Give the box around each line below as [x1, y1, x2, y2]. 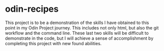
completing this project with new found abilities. [5, 40, 102, 46]
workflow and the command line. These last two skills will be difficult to [5, 30, 149, 36]
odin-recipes [5, 3, 59, 15]
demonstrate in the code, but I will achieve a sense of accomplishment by [5, 35, 154, 41]
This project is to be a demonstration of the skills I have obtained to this [5, 20, 149, 25]
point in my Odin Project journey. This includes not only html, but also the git [5, 25, 159, 30]
